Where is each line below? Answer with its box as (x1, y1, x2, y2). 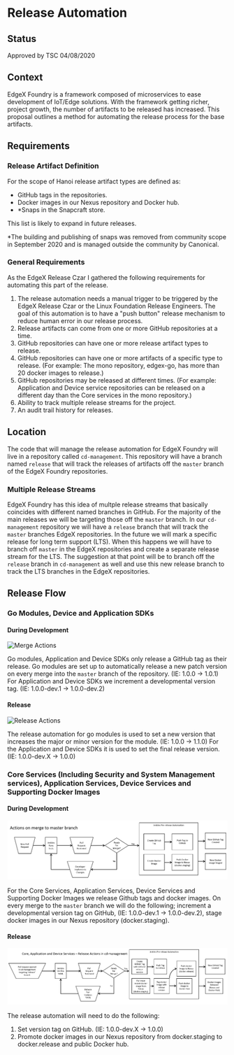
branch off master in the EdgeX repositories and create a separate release (7, 544, 219, 553)
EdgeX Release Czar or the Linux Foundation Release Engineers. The (17, 302, 216, 310)
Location (7, 426, 47, 438)
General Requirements (7, 257, 85, 267)
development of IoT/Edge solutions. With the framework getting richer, (7, 97, 210, 106)
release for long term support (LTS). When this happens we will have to (7, 537, 212, 546)
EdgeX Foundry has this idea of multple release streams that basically (7, 500, 208, 509)
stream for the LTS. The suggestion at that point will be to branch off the (7, 552, 215, 560)
